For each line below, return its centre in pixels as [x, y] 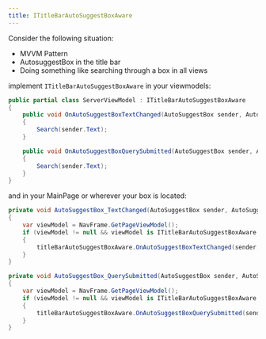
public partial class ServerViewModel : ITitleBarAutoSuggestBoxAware [127, 100]
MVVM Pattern [44, 53]
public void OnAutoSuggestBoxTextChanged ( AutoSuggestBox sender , [133, 115]
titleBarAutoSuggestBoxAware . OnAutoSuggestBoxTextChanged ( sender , [148, 247]
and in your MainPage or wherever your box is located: [98, 196]
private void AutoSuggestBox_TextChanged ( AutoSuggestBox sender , [118, 211]
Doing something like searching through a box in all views [114, 70]
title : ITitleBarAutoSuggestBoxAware [70, 15]
